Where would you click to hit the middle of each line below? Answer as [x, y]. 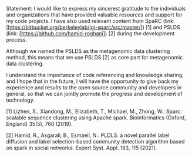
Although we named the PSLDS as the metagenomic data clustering [88, 51]
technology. [21, 100]
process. [17, 40]
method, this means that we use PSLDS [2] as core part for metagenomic [95, 57]
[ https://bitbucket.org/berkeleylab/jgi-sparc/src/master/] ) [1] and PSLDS [93, 27]
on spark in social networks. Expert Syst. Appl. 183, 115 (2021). [82, 148]
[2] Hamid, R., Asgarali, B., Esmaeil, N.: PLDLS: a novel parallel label [88, 135]
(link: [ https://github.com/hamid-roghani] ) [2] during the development [90, 34]
